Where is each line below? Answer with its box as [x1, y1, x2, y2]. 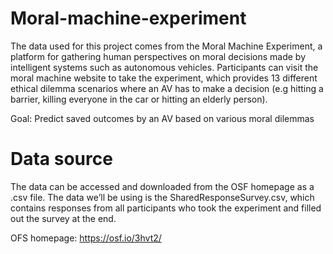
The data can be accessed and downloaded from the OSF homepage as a [10, 180, 315, 192]
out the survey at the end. [10, 212, 117, 224]
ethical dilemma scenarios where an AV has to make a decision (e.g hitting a [10, 82, 324, 94]
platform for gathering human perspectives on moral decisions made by [10, 50, 307, 62]
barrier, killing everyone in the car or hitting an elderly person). [10, 93, 268, 105]
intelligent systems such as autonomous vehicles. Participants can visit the [10, 61, 319, 73]
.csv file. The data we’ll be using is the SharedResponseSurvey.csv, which [10, 191, 315, 203]
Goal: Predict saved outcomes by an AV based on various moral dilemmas [10, 112, 315, 124]
